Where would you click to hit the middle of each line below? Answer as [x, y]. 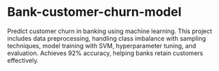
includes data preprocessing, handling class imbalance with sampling [107, 38]
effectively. [23, 60]
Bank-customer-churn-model [95, 12]
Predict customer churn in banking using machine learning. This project [110, 31]
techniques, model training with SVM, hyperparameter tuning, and [102, 45]
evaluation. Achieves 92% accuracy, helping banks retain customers [105, 53]
